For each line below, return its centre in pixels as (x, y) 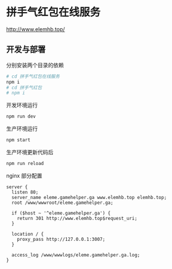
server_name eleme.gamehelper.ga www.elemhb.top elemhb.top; (89, 197)
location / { (28, 234)
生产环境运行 (22, 129)
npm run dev (21, 117)
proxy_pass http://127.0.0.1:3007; (61, 239)
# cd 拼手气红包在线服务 (33, 76)
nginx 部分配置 (24, 175)
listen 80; (25, 192)
